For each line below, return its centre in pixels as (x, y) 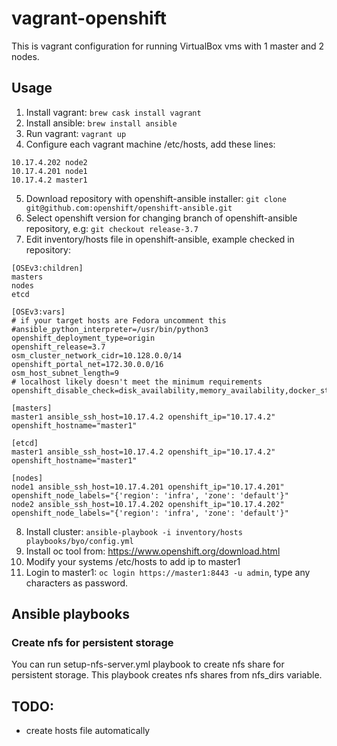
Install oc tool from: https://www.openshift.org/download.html (153, 551)
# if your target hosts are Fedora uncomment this (119, 320)
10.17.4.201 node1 (49, 171)
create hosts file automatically (88, 731)
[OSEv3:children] (47, 268)
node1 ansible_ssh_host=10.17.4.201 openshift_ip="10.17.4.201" (148, 487)
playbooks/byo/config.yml (79, 541)
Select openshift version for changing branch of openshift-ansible (161, 218)
